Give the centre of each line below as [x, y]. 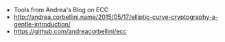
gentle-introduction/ [42, 24]
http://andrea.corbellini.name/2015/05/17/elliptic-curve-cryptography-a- [116, 17]
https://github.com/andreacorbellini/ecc [70, 31]
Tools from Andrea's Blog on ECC [61, 10]
